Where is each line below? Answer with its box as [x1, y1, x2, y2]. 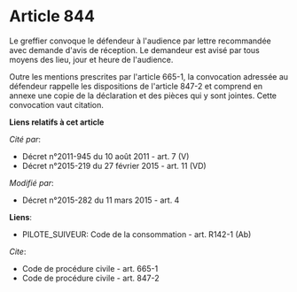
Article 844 [9, 6, 96, 27]
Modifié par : [9, 177, 55, 188]
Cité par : [9, 134, 42, 144]
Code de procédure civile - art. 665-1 [21, 263, 159, 273]
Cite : [9, 246, 27, 257]
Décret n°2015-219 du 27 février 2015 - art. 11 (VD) [21, 160, 207, 171]
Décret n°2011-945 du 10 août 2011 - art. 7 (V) [21, 150, 190, 161]
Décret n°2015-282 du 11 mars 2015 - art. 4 [21, 195, 180, 205]
